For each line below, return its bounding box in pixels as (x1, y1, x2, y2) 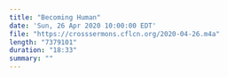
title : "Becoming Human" (9, 12, 101, 22)
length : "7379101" (9, 37, 77, 47)
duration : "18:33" (9, 46, 77, 55)
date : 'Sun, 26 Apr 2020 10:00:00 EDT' (9, 21, 157, 30)
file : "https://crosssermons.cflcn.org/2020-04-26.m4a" (9, 29, 220, 38)
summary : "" (9, 54, 53, 63)
